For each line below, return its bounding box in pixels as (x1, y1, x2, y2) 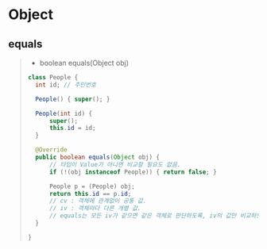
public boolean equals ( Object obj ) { (35, 153, 161, 161)
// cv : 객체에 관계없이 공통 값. (48, 197, 147, 205)
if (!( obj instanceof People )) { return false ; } (48, 168, 217, 176)
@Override (35, 146, 68, 154)
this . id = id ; (48, 125, 96, 132)
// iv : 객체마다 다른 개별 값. (48, 205, 141, 213)
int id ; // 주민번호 (35, 81, 97, 89)
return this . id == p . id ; (48, 190, 132, 197)
